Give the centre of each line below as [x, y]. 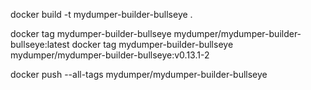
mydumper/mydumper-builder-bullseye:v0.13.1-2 [110, 55]
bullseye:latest [40, 44]
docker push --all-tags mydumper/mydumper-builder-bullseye [139, 74]
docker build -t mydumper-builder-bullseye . [101, 14]
